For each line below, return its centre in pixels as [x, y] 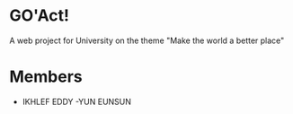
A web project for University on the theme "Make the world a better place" [147, 40]
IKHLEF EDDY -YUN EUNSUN [77, 101]
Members [46, 77]
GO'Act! [40, 16]
